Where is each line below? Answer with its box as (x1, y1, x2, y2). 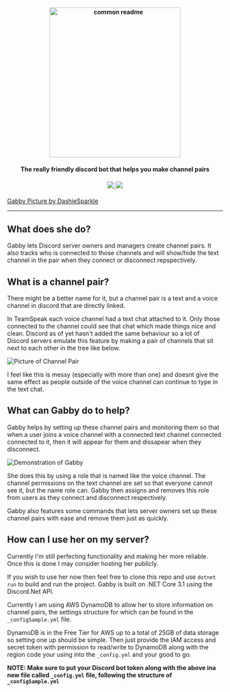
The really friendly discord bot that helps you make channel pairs (20, 165, 210, 174)
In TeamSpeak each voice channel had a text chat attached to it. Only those (7, 315, 220, 323)
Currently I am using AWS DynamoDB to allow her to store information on (7, 600, 214, 608)
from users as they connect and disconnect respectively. (7, 493, 168, 501)
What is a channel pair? (7, 276, 110, 287)
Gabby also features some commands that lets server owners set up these (7, 506, 217, 515)
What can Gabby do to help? (7, 405, 130, 416)
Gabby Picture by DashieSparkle (7, 197, 99, 205)
